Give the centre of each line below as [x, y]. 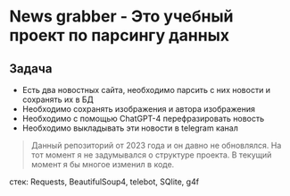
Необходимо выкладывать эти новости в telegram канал [130, 128]
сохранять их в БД [58, 99]
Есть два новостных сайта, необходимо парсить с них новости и [146, 90]
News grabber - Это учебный [121, 17]
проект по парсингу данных [120, 35]
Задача [31, 68]
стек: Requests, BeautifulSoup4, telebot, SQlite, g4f [104, 182]
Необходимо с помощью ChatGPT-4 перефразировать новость [143, 119]
